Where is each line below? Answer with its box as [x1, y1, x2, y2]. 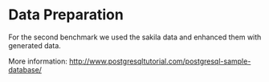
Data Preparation [8, 6, 124, 24]
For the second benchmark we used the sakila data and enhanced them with [8, 32, 262, 42]
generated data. [8, 40, 62, 50]
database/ [8, 64, 43, 74]
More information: [8, 56, 68, 66]
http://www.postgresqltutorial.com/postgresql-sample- [69, 56, 251, 66]
